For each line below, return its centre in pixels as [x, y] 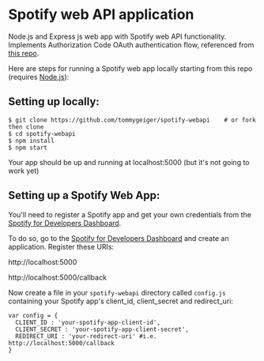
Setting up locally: [54, 102]
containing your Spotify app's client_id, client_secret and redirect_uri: [121, 301]
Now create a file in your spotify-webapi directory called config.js [117, 292]
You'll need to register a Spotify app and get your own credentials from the [130, 214]
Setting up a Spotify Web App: [84, 196]
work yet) [24, 171]
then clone [26, 127]
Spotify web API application [101, 15]
